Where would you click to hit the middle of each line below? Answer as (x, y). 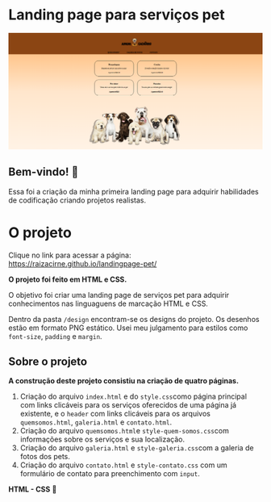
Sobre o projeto (48, 361)
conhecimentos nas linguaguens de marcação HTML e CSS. (108, 303)
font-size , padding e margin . (55, 336)
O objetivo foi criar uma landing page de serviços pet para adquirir (119, 295)
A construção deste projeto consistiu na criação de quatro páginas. (124, 381)
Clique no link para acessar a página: (70, 255)
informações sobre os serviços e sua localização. (102, 439)
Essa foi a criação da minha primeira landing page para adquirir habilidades (134, 191)
